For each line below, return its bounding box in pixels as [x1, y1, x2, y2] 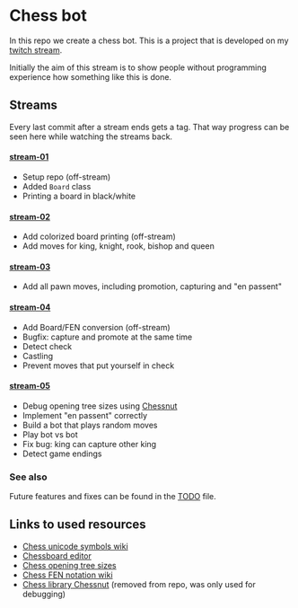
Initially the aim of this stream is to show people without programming [9, 62, 267, 73]
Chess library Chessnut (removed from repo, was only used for [22, 578, 256, 589]
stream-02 [9, 211, 51, 222]
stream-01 [9, 152, 49, 163]
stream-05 [9, 381, 51, 392]
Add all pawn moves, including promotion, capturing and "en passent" [22, 281, 283, 292]
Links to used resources [9, 517, 146, 533]
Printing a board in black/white [22, 190, 136, 201]
